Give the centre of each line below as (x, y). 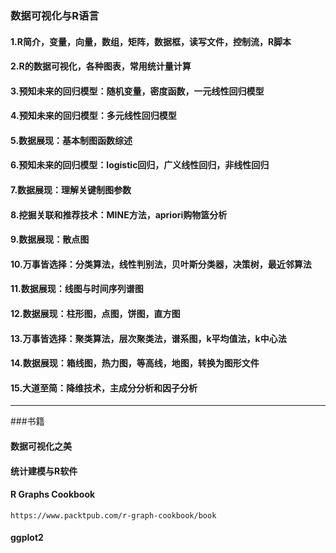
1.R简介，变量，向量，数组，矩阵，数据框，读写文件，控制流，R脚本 (151, 41)
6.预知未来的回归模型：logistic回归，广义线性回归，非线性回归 (140, 165)
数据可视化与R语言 (55, 15)
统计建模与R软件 (44, 471)
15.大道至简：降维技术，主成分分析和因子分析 (104, 388)
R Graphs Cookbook (53, 494)
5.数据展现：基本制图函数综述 (71, 140)
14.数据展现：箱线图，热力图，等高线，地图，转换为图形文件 (135, 363)
